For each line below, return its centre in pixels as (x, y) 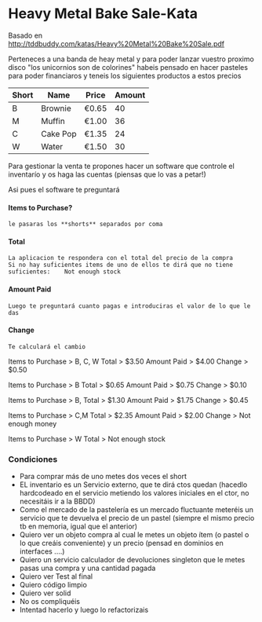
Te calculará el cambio (47, 346)
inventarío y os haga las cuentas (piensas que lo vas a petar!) (107, 174)
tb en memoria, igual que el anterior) (78, 526)
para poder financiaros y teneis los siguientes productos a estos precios (125, 75)
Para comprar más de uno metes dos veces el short (103, 477)
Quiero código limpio (53, 585)
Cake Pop (58, 134)
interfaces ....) (42, 551)
